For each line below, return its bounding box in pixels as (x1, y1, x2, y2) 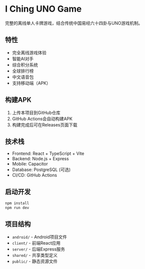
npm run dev (5, 206, 29, 211)
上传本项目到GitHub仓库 (12, 110, 61, 115)
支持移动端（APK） (12, 80, 51, 86)
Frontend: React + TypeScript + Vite (12, 151, 84, 156)
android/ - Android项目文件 (12, 234, 67, 240)
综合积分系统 (12, 62, 38, 68)
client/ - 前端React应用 (12, 240, 61, 246)
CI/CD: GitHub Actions (12, 172, 57, 178)
